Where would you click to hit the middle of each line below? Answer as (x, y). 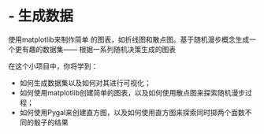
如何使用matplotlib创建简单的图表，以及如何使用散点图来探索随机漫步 (132, 92)
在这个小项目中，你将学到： (53, 66)
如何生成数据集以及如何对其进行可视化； (85, 83)
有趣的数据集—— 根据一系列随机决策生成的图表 (99, 49)
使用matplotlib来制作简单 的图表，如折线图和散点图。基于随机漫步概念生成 (129, 39)
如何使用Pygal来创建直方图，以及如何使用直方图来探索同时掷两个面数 (132, 112)
